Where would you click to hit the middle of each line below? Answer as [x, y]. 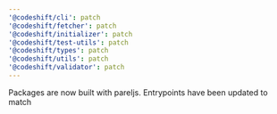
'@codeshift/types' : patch [59, 51]
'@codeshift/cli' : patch [55, 17]
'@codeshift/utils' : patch [59, 59]
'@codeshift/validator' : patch [67, 68]
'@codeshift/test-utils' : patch [68, 42]
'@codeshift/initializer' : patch [71, 34]
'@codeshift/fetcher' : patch [63, 26]
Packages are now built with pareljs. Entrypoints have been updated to [138, 92]
